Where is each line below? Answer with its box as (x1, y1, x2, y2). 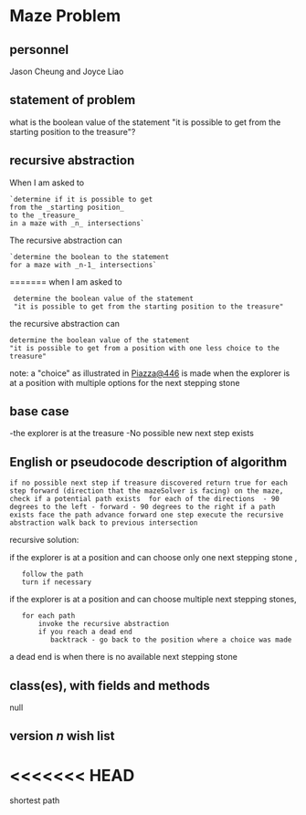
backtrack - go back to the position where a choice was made (49, 635, 292, 644)
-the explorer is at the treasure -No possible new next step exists (9, 428, 254, 439)
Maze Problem (9, 5, 121, 26)
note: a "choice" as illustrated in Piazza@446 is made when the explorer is (9, 367, 290, 379)
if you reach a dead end (37, 627, 132, 637)
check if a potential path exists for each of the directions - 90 (9, 495, 280, 504)
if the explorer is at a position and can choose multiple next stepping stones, (9, 594, 297, 605)
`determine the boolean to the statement (9, 252, 170, 261)
